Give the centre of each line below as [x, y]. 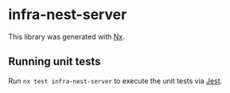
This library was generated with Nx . [66, 37]
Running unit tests [55, 62]
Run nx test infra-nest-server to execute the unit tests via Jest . [115, 80]
